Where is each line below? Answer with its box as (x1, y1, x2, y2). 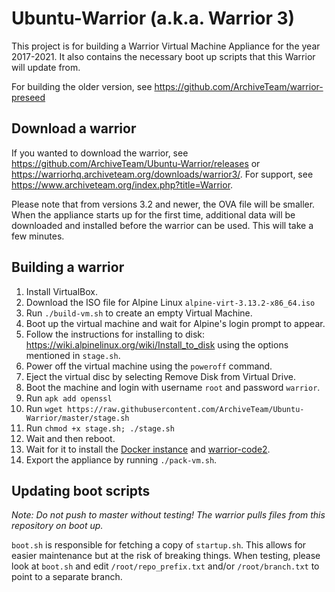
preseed (11, 91, 46, 103)
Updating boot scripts (11, 482, 151, 499)
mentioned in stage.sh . (25, 349, 121, 361)
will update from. (11, 61, 81, 73)
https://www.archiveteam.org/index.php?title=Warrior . (11, 178, 234, 191)
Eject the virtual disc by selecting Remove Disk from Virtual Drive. (25, 370, 296, 382)
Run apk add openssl (25, 392, 113, 404)
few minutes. (11, 230, 65, 242)
